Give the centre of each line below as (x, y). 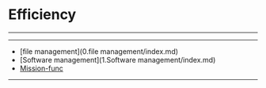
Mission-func (41, 68)
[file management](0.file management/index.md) (99, 51)
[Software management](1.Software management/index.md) (118, 59)
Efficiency (42, 15)
